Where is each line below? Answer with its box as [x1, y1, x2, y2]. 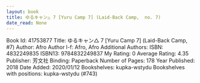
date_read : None [6, 20, 47, 26]
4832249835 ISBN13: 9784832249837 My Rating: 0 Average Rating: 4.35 [6, 50, 189, 57]
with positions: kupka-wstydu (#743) [6, 70, 98, 78]
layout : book [6, 8, 39, 15]
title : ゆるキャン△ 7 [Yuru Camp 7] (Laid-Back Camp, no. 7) [6, 14, 161, 20]
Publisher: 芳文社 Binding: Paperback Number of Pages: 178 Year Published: [6, 57, 195, 64]
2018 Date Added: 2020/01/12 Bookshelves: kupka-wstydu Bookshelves [6, 64, 185, 71]
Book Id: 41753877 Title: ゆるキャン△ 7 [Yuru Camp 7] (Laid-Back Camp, [6, 37, 188, 44]
